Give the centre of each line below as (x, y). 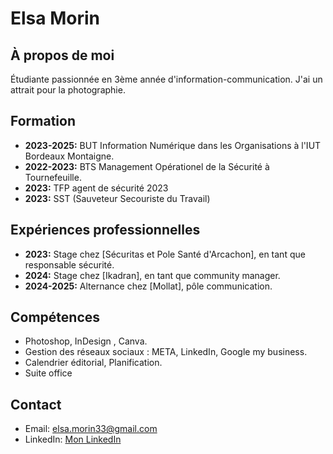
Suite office (48, 373)
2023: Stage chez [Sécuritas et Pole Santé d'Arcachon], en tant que (165, 254)
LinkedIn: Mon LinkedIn (73, 439)
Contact (36, 404)
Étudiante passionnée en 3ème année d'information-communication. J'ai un (166, 79)
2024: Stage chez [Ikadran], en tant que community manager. (152, 275)
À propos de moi (62, 55)
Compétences (55, 317)
